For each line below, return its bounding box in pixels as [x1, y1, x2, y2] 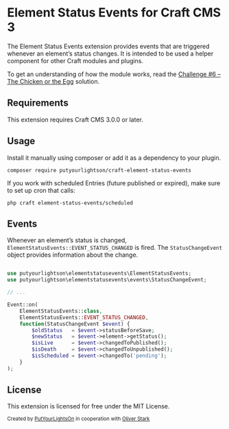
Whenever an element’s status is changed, [7, 236, 127, 244]
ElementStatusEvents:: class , [19, 308, 103, 314]
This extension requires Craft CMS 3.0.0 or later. [7, 115, 144, 124]
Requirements [7, 97, 69, 109]
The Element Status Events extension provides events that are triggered [7, 42, 210, 50]
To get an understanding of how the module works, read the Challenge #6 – [7, 70, 221, 78]
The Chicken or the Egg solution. [7, 77, 100, 85]
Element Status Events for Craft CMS [7, 5, 221, 21]
